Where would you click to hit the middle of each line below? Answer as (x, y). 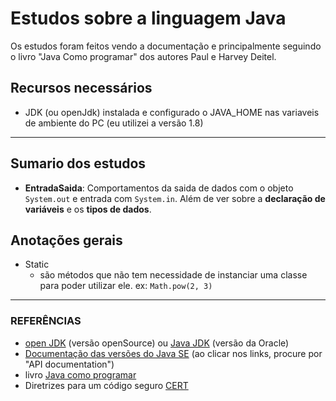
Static (37, 264)
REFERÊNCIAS (46, 321)
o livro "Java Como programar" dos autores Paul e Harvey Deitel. (143, 56)
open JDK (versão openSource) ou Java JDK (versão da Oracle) (157, 343)
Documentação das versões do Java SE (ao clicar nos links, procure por (173, 353)
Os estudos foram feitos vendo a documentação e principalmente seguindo (166, 46)
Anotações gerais (66, 240)
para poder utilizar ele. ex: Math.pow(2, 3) (126, 286)
